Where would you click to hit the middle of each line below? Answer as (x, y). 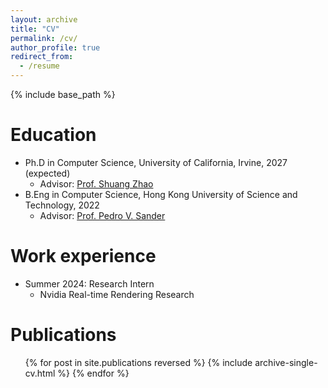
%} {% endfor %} (93, 373)
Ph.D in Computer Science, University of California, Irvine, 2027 (156, 162)
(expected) (47, 173)
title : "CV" (35, 29)
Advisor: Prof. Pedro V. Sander (102, 215)
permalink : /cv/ (44, 38)
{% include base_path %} (63, 94)
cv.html (40, 373)
